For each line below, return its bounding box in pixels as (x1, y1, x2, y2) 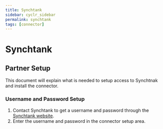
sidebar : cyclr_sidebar (5, 12, 56, 17)
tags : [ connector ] (5, 21, 44, 27)
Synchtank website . (12, 113, 55, 119)
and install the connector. (5, 83, 59, 89)
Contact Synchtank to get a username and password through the (12, 107, 149, 113)
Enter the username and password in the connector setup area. (12, 118, 146, 124)
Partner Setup (5, 64, 51, 72)
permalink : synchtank (5, 17, 51, 22)
